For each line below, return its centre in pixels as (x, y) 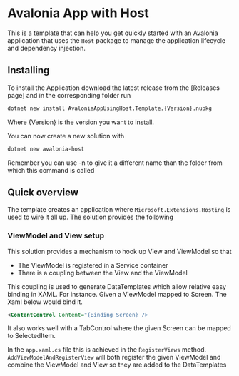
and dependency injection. (46, 48)
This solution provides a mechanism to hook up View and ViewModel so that (119, 251)
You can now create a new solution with (66, 136)
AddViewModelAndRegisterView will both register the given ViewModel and (114, 357)
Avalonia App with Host (78, 13)
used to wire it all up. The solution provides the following (90, 217)
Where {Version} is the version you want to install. (81, 122)
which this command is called (51, 170)
